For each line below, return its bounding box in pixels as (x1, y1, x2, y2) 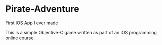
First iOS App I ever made (5, 20, 58, 26)
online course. (5, 35, 35, 41)
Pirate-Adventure (5, 3, 79, 15)
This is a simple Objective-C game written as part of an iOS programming (5, 29, 157, 35)
